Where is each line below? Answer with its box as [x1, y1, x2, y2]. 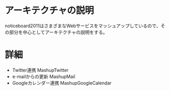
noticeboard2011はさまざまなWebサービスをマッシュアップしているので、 [5, 23, 161, 29]
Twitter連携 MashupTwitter [12, 67, 69, 73]
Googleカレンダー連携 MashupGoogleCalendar [12, 80, 112, 86]
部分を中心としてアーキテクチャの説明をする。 [9, 29, 108, 35]
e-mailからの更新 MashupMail [12, 73, 75, 80]
